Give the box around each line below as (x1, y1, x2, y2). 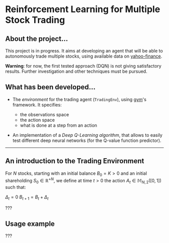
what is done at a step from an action (20, 122, 97, 128)
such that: (5, 184, 26, 190)
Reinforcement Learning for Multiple (5, 4, 160, 15)
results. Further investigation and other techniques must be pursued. (5, 68, 147, 74)
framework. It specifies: (12, 102, 62, 108)
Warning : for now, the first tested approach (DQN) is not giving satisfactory (5, 63, 162, 69)
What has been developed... (5, 83, 96, 91)
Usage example (5, 220, 55, 228)
